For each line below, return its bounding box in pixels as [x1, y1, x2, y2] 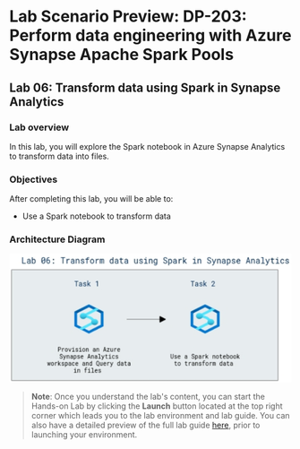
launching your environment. [30, 428, 138, 440]
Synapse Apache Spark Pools [9, 45, 235, 65]
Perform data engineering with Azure [9, 25, 292, 46]
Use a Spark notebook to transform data [21, 211, 172, 221]
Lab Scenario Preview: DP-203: [9, 6, 248, 27]
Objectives [9, 173, 58, 186]
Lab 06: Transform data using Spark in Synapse [9, 80, 281, 95]
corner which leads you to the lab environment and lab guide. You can [30, 410, 290, 420]
